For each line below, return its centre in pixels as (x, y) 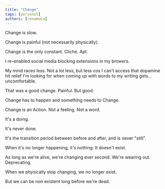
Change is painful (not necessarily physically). (52, 42)
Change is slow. (21, 33)
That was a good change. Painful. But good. (50, 91)
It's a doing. (17, 119)
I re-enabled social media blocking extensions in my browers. (67, 61)
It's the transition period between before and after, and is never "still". (76, 138)
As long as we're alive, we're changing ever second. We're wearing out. (78, 157)
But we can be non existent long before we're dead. (58, 182)
